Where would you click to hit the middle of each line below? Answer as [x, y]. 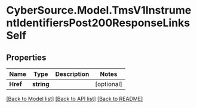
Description [72, 74]
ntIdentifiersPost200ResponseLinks [98, 23]
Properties [26, 57]
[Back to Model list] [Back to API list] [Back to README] [75, 99]
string [41, 84]
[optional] [108, 84]
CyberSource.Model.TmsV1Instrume [99, 10]
